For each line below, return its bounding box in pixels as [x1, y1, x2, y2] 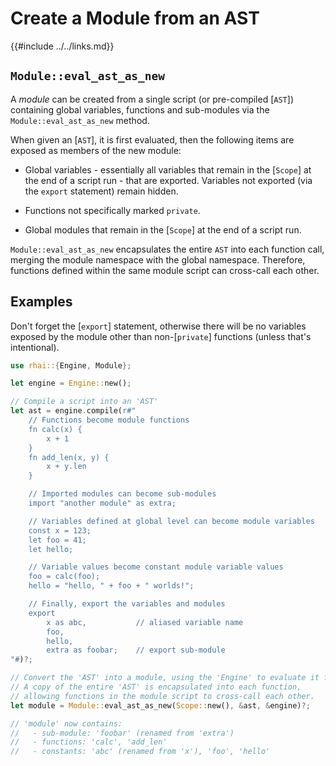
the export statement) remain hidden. [24, 185, 179, 197]
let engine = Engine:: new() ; [10, 378, 132, 389]
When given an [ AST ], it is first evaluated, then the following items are [10, 133, 295, 146]
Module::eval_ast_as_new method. [10, 114, 150, 126]
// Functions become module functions [28, 415, 190, 426]
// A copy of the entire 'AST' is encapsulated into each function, [10, 682, 302, 692]
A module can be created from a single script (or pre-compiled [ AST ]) [10, 93, 294, 105]
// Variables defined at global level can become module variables [28, 516, 315, 526]
